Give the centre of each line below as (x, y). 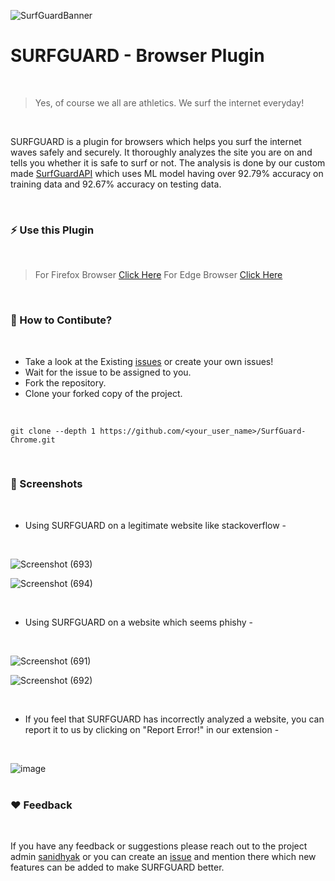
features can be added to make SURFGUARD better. (117, 867)
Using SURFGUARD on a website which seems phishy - (139, 622)
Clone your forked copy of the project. (103, 393)
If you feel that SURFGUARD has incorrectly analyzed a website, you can (174, 719)
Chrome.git (33, 440)
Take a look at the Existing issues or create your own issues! (149, 361)
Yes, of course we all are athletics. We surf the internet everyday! (169, 102)
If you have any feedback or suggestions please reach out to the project (159, 846)
